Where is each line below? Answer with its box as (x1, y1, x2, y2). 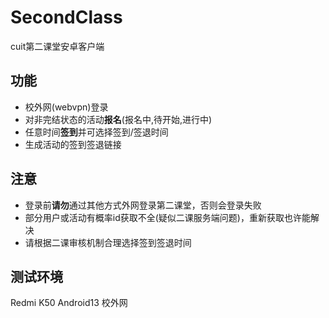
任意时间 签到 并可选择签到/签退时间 (24, 126, 169, 138)
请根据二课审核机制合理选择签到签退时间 (24, 236, 192, 248)
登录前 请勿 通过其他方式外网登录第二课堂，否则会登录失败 (24, 199, 262, 211)
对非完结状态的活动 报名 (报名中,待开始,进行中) (24, 113, 213, 125)
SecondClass (10, 6, 123, 29)
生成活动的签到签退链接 (24, 138, 122, 150)
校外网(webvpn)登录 (24, 101, 109, 113)
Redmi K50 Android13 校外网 (10, 297, 128, 309)
